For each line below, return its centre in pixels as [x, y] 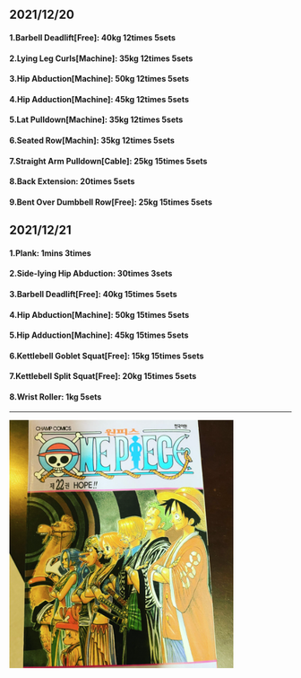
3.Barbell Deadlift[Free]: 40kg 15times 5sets [93, 294]
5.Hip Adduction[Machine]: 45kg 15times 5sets [99, 335]
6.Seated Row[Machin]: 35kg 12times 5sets [92, 140]
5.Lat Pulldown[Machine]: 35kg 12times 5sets [96, 119]
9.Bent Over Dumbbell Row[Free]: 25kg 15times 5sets [111, 202]
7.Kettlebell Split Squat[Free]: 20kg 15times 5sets [103, 376]
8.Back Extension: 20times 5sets [72, 181]
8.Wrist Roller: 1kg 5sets [56, 396]
